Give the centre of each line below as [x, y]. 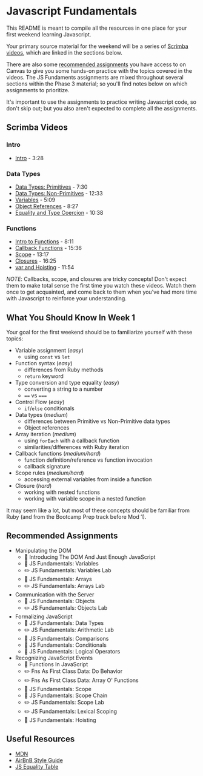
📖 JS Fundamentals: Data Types [64, 622]
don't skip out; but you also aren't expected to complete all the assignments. [102, 108]
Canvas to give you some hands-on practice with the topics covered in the [99, 70]
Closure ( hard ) [33, 486]
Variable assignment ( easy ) [49, 351]
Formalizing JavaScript [44, 616]
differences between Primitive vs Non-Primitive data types [97, 421]
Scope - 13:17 [32, 255]
